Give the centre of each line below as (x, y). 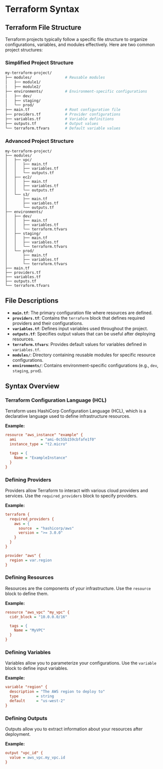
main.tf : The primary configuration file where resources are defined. (82, 313)
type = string (32, 696)
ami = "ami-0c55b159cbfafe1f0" (53, 439)
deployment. (18, 734)
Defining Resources (29, 577)
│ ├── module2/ (23, 87)
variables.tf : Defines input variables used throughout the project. (80, 329)
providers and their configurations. (48, 323)
